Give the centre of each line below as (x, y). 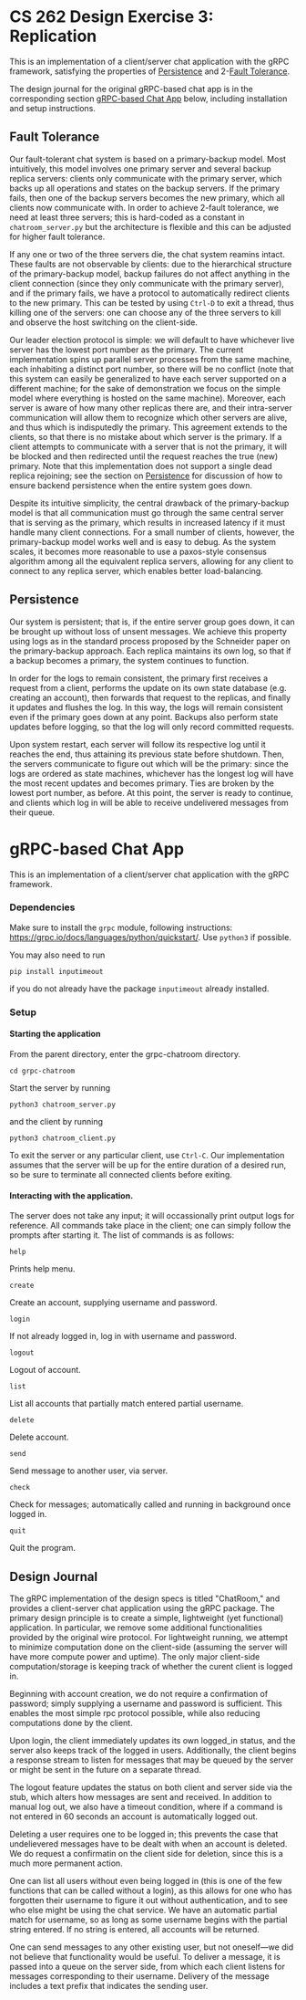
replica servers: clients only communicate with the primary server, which (146, 178)
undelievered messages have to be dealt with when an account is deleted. (148, 1843)
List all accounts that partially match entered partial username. (127, 1404)
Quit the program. (42, 1548)
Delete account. (39, 1437)
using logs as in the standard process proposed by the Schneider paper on (150, 641)
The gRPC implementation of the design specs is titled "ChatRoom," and (145, 1598)
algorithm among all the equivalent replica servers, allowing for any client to (152, 561)
